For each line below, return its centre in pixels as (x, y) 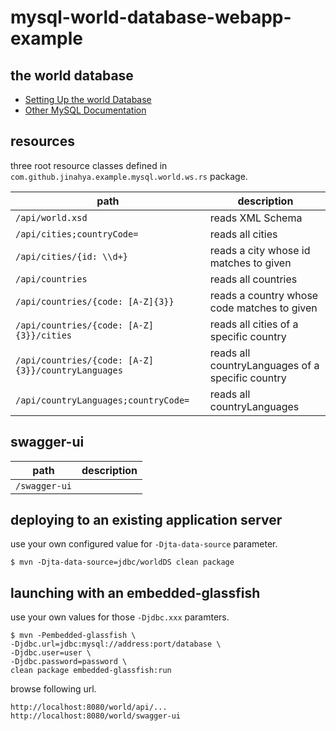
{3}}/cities (44, 335)
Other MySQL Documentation (85, 110)
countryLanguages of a (264, 365)
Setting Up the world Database (88, 99)
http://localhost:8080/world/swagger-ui (96, 716)
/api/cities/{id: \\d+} (72, 256)
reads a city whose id (260, 250)
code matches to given (263, 308)
